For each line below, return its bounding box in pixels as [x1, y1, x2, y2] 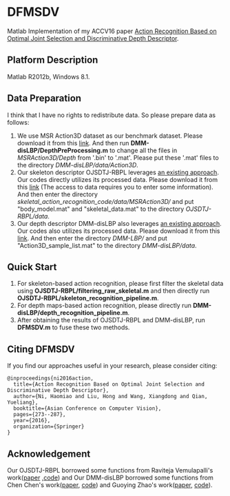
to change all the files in [109, 146, 178, 154]
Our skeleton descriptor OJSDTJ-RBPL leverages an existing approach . [17, 168, 219, 176]
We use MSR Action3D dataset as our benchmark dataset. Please [17, 132, 203, 140]
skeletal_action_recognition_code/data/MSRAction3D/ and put [17, 197, 194, 205]
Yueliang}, [7, 399, 39, 406]
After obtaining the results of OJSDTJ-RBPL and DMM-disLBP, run [17, 316, 205, 324]
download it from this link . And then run [17, 138, 129, 147]
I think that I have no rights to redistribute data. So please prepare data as [7, 111, 216, 119]
